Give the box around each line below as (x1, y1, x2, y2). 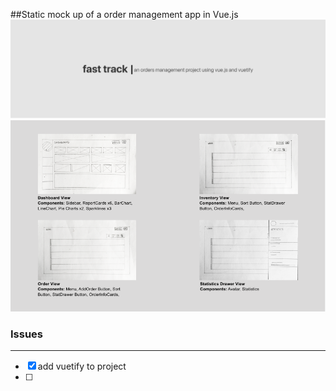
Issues (10, 327, 44, 341)
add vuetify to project (37, 360, 127, 373)
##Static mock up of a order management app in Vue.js (10, 9, 239, 20)
